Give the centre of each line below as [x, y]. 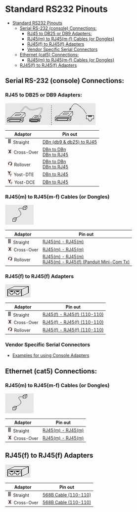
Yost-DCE [25, 182]
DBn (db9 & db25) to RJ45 [70, 142]
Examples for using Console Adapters [51, 355]
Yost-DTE [24, 174]
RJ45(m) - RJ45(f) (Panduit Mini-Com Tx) [86, 262]
